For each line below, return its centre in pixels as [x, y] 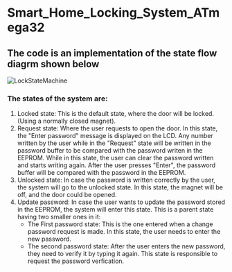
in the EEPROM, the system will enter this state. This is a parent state [115, 210]
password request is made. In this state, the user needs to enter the [124, 232]
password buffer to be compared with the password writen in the [110, 151]
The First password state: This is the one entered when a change [120, 224]
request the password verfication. [76, 261]
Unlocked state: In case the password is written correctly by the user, [116, 180]
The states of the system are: [57, 99]
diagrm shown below [53, 64]
